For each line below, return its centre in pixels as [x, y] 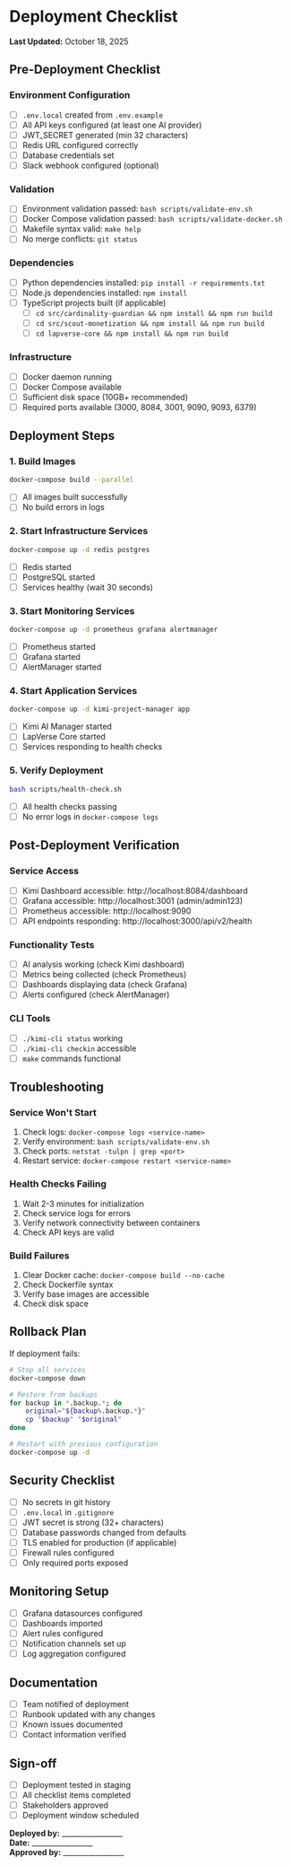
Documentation [54, 1682]
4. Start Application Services [73, 691]
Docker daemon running [67, 377]
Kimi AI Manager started [67, 727]
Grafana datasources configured [82, 1613]
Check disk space [56, 1304]
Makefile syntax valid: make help [81, 229]
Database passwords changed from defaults [104, 1532]
